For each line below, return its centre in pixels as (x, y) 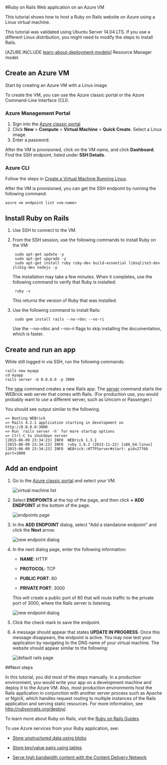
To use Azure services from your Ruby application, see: (62, 728)
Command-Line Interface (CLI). (37, 100)
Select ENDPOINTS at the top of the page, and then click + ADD (78, 500)
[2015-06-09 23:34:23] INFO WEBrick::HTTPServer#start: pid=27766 (77, 449)
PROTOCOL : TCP (38, 569)
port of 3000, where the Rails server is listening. (62, 603)
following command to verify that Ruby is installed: (64, 282)
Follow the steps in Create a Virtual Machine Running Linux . (66, 179)
